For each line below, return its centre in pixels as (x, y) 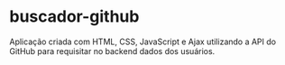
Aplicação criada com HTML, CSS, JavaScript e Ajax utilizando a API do (143, 42)
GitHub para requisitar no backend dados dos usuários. (112, 51)
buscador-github (74, 17)
